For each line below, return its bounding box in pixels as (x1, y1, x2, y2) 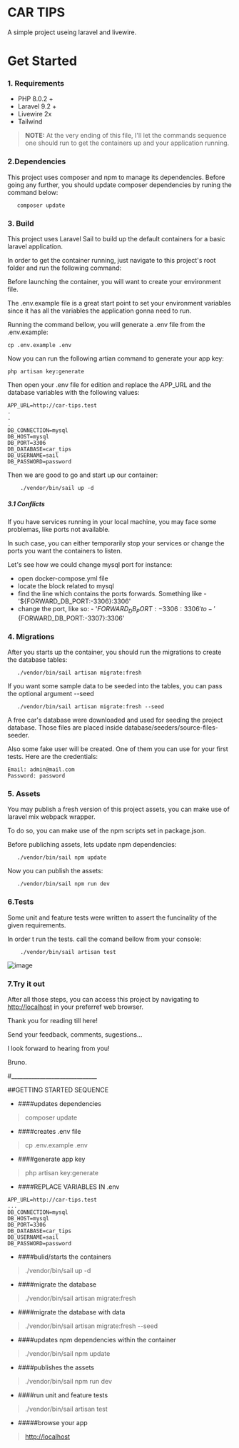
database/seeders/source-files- (124, 723, 219, 732)
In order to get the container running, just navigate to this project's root (7, 256, 216, 265)
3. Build (7, 218, 34, 228)
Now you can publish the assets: (7, 867, 103, 875)
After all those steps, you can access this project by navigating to (7, 995, 200, 1003)
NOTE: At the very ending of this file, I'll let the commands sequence (24, 131, 227, 140)
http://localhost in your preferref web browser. (7, 1002, 144, 1011)
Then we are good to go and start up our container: (7, 471, 158, 479)
